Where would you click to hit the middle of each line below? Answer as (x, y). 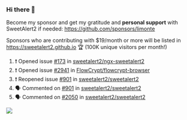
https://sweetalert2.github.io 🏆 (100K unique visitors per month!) (87, 47)
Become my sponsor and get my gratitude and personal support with (92, 23)
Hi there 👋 (21, 10)
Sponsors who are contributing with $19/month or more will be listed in (93, 41)
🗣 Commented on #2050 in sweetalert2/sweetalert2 (80, 97)
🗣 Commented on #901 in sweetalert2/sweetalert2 (78, 88)
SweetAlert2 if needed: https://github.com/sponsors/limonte (81, 29)
